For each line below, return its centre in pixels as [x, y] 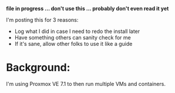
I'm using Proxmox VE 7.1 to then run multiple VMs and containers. [86, 84]
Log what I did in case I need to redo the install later [77, 31]
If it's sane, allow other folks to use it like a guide [73, 44]
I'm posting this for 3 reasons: [42, 20]
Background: [38, 68]
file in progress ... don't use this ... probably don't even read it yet [87, 9]
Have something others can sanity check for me [73, 37]
